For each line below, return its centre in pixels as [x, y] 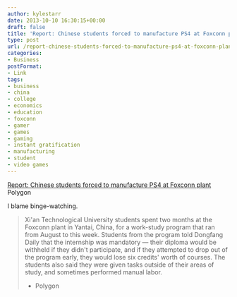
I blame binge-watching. [43, 206]
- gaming [20, 138]
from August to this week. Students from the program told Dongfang [124, 234]
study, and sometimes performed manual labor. [93, 272]
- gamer [19, 125]
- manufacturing [31, 152]
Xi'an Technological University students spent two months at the [119, 219]
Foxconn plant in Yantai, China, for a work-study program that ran [120, 227]
